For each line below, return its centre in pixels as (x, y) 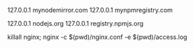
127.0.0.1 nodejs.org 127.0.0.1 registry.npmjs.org (75, 23)
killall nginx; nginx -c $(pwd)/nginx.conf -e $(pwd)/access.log (97, 37)
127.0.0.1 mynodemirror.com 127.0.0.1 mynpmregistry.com (90, 10)
